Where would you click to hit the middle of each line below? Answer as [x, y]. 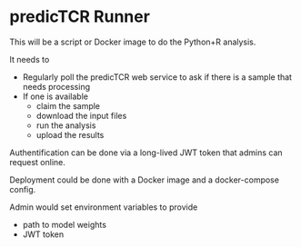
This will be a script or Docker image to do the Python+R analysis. [133, 42]
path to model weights [65, 224]
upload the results [70, 134]
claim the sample [68, 105]
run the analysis [66, 125]
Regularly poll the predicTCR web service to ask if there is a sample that [157, 77]
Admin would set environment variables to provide [104, 207]
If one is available [55, 96]
